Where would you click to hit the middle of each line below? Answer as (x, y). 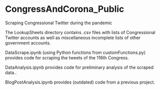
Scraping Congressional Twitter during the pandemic (59, 23)
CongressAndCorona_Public (65, 9)
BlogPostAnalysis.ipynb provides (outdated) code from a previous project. (80, 82)
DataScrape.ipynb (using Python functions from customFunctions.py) (76, 52)
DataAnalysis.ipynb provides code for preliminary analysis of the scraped (79, 67)
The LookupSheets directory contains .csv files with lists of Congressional (80, 32)
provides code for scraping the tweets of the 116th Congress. (67, 57)
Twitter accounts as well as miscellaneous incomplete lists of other (73, 38)
